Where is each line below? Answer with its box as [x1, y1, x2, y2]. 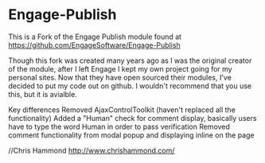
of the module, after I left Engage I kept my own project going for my [8, 64, 232, 73]
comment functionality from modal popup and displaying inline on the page [8, 130, 255, 140]
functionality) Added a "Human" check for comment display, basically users [8, 113, 257, 122]
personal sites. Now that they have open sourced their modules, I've [8, 72, 232, 82]
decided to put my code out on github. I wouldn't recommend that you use [8, 81, 252, 91]
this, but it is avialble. [8, 89, 77, 99]
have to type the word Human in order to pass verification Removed [8, 122, 231, 131]
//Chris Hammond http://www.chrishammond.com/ [8, 146, 175, 155]
